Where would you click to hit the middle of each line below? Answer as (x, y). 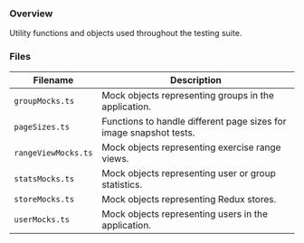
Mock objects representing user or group (189, 173)
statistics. (122, 184)
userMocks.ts (42, 219)
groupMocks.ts (44, 101)
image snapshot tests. (148, 132)
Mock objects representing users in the (185, 213)
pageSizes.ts (42, 126)
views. (115, 158)
